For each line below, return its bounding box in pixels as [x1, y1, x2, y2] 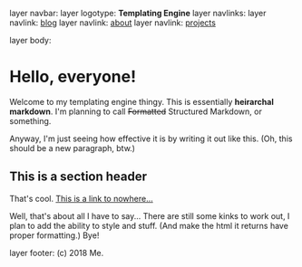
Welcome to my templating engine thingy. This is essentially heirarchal [9, 96, 274, 107]
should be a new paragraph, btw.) [9, 142, 136, 153]
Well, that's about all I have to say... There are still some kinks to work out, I [9, 210, 290, 221]
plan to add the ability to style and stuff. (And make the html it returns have [9, 220, 288, 231]
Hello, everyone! [9, 67, 137, 87]
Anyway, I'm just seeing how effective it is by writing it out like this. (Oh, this [9, 133, 293, 144]
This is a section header [9, 169, 148, 185]
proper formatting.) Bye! [9, 230, 100, 241]
